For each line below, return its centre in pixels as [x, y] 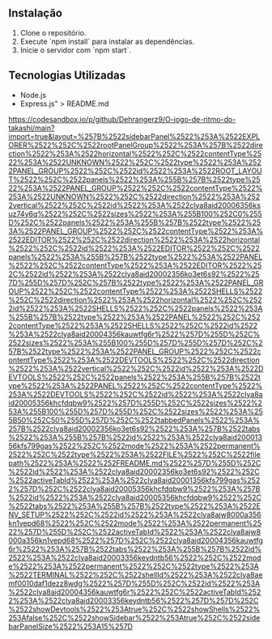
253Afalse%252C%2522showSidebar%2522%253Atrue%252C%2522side [134, 617]
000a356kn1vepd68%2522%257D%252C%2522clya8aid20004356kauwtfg [136, 540]
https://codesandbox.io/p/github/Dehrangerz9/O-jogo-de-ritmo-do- [122, 119]
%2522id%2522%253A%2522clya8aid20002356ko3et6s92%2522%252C [134, 472]
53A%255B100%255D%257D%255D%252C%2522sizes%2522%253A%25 [136, 411]
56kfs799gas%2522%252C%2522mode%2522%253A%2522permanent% [134, 446]
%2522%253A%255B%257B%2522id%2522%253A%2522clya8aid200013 [136, 437]
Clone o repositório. [53, 32]
